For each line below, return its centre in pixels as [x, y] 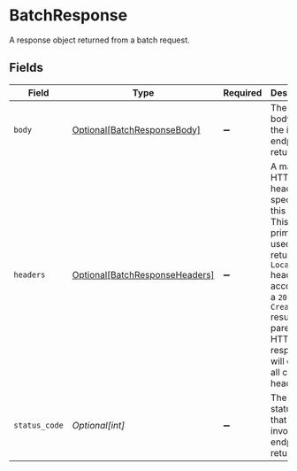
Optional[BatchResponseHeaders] [143, 274]
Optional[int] [99, 425]
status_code [39, 425]
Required [243, 92]
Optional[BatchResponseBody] [137, 129]
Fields [27, 68]
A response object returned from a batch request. [99, 40]
